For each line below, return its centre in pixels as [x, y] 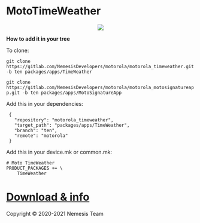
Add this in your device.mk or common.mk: [59, 152]
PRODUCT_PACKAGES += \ [34, 168]
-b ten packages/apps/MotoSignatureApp [72, 93]
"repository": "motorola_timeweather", [64, 120]
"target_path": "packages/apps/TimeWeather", [72, 125]
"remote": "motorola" [41, 136]
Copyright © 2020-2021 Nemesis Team [55, 213]
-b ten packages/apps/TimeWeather [49, 72]
